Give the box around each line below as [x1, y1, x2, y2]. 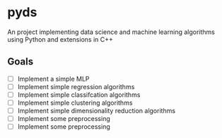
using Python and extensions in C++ [7, 35, 113, 43]
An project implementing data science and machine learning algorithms [7, 28, 216, 36]
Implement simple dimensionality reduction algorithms [17, 107, 175, 115]
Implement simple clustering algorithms [17, 98, 133, 107]
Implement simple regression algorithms [17, 82, 135, 91]
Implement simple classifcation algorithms [17, 90, 141, 99]
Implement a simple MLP [17, 74, 90, 83]
